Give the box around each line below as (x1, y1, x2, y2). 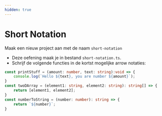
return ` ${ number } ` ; (13, 102, 56, 107)
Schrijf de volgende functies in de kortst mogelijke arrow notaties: (11, 60, 146, 66)
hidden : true (4, 7, 32, 12)
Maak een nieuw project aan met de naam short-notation (4, 45, 122, 51)
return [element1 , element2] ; (13, 88, 76, 93)
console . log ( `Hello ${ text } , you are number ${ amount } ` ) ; (13, 74, 135, 79)
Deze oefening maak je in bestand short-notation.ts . (11, 55, 121, 60)
